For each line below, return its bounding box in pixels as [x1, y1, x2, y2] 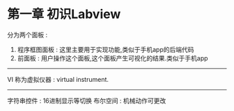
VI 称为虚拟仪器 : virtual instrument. [7, 75, 109, 83]
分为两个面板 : [7, 31, 47, 39]
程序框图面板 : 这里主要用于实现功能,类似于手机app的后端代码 [17, 45, 194, 53]
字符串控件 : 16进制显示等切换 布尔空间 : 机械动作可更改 [7, 96, 166, 105]
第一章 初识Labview [7, 6, 121, 22]
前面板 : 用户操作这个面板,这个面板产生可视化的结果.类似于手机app [17, 53, 208, 62]
